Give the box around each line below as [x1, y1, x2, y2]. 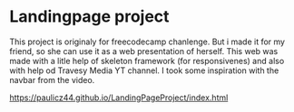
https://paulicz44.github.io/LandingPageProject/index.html [9, 92, 229, 103]
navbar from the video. [9, 74, 95, 85]
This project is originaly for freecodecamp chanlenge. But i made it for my [9, 36, 286, 47]
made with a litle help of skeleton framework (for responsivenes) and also [9, 55, 285, 66]
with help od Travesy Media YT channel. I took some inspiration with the [9, 65, 279, 76]
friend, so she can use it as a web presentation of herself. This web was [9, 45, 279, 56]
